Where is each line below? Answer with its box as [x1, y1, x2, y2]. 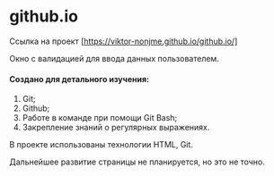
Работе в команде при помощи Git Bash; [22, 113, 178, 123]
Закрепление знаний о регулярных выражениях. [22, 122, 210, 133]
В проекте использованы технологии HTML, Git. [9, 139, 193, 150]
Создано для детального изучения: [9, 73, 150, 84]
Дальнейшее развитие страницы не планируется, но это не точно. [9, 156, 265, 167]
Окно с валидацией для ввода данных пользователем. [9, 53, 220, 63]
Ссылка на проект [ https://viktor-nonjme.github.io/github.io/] [9, 36, 238, 46]
